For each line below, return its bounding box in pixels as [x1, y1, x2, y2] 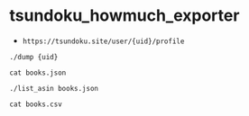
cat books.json [9, 68, 67, 77]
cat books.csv [9, 100, 63, 109]
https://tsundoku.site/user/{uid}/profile [22, 37, 185, 46]
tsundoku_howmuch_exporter [9, 5, 240, 26]
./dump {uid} [9, 52, 59, 61]
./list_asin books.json [9, 84, 99, 93]
